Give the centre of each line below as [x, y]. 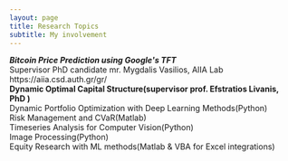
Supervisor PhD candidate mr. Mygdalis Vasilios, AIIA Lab [116, 70]
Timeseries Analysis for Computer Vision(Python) [102, 128]
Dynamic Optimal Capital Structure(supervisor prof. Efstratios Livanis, [144, 89]
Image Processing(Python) [59, 137]
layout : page [34, 18]
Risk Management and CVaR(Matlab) [78, 118]
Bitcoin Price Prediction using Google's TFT [93, 61]
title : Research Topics [54, 26]
